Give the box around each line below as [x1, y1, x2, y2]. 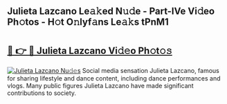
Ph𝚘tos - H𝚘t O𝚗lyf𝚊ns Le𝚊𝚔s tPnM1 [7, 17, 170, 28]
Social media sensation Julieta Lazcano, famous [82, 67, 220, 74]
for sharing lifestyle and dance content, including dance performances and [7, 74, 221, 82]
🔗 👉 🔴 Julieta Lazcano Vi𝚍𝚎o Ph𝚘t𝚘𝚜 [7, 45, 173, 56]
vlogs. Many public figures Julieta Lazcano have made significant [7, 82, 194, 90]
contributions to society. [7, 89, 77, 97]
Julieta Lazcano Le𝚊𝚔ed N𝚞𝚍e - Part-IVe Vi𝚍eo [7, 6, 215, 17]
